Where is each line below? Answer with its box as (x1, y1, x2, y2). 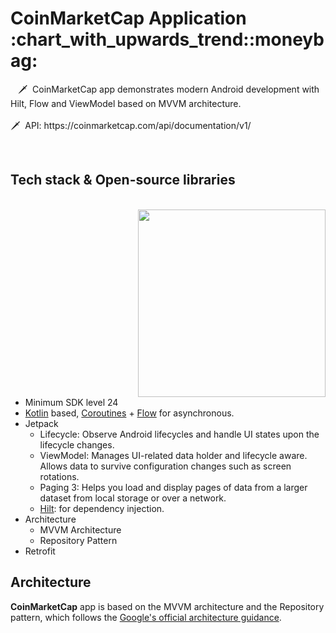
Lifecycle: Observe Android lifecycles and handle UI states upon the (39, 428, 320, 440)
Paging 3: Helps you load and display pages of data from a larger (39, 481, 308, 493)
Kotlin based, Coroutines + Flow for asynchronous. (24, 407, 235, 419)
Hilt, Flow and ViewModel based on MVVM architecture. (10, 97, 242, 109)
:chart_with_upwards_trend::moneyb (10, 28, 325, 51)
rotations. (39, 470, 80, 482)
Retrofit (24, 545, 56, 557)
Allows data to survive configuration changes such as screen (39, 460, 292, 472)
